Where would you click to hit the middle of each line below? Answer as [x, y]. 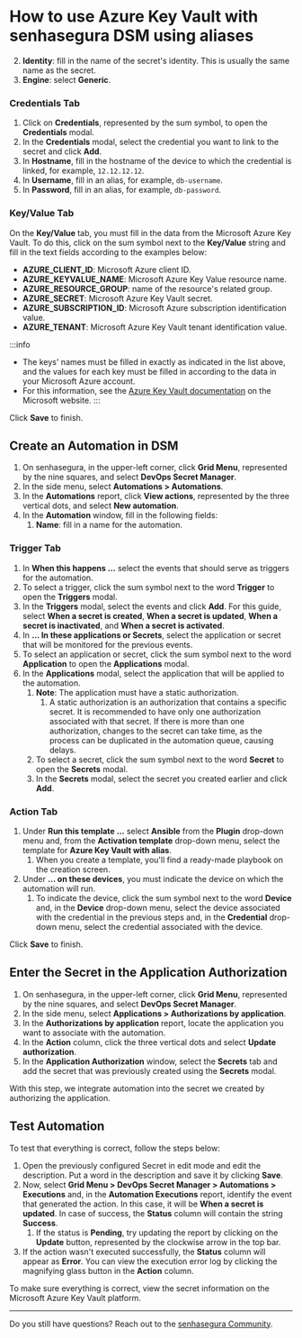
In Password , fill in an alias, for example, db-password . [122, 190]
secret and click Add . [62, 151]
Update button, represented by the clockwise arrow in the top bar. [158, 1242]
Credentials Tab [45, 103]
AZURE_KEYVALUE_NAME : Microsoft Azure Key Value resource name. [155, 279]
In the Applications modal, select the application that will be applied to [153, 673]
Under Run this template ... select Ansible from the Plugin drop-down [153, 831]
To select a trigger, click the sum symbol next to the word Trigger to [148, 587]
